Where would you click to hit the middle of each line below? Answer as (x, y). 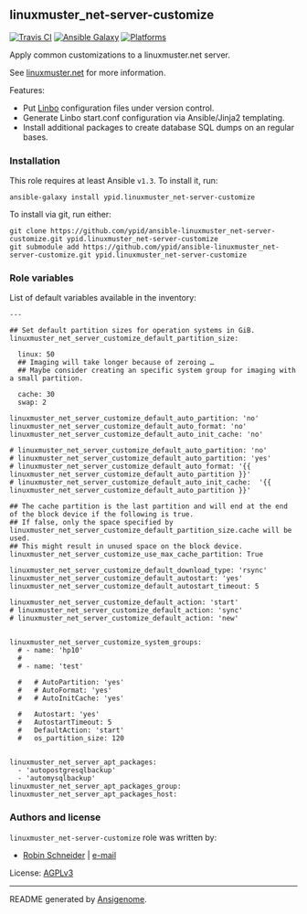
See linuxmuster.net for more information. (88, 72)
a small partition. (47, 378)
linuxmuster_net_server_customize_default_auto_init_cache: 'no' (136, 435)
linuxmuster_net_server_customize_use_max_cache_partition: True (136, 555)
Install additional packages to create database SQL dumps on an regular (159, 127)
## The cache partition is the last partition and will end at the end (148, 506)
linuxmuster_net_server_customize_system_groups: (106, 643)
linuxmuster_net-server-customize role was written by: (113, 837)
